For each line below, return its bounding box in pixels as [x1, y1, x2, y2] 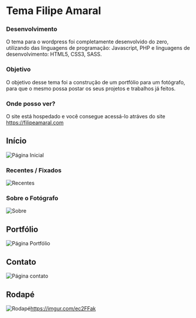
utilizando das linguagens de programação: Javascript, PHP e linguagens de [6, 45, 190, 52]
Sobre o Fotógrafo [6, 194, 59, 203]
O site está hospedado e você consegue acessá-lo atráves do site [6, 113, 166, 120]
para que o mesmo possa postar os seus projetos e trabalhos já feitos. [6, 85, 176, 92]
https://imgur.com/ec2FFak [30, 305, 96, 312]
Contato [6, 257, 36, 267]
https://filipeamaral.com [6, 119, 64, 126]
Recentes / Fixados [6, 166, 62, 174]
